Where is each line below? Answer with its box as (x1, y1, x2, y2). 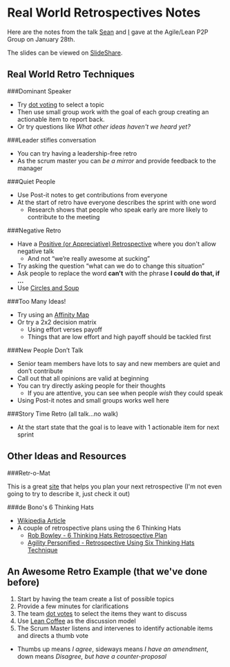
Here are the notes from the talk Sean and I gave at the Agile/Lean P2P (7, 28, 209, 36)
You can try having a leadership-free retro (17, 149, 137, 157)
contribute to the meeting (27, 212, 100, 221)
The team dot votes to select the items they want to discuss (17, 610, 188, 618)
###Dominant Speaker (7, 86, 72, 95)
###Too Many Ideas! (7, 297, 66, 305)
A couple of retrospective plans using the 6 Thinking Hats (17, 524, 182, 532)
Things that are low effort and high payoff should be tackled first (27, 332, 211, 340)
